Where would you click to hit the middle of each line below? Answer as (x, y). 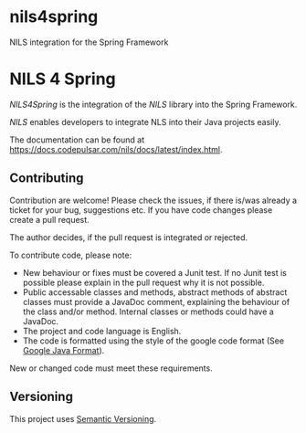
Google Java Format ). (63, 350)
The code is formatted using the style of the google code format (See (153, 341)
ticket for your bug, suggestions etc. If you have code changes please (141, 210)
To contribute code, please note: (71, 255)
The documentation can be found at (77, 140)
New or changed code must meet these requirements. (111, 368)
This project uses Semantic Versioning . (83, 418)
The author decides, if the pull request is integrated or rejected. (129, 237)
